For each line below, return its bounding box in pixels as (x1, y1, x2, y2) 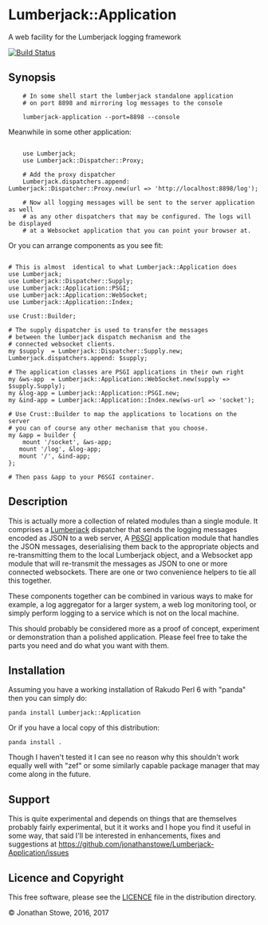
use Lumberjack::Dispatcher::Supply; (8, 277, 134, 285)
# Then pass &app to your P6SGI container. (8, 473, 156, 481)
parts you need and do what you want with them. (8, 640, 170, 650)
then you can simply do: (8, 694, 88, 703)
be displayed (8, 219, 52, 227)
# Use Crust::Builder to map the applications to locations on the (8, 410, 238, 418)
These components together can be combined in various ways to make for (8, 591, 254, 601)
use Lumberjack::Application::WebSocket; (8, 290, 148, 299)
